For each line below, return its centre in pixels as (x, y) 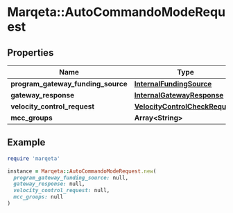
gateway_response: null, (49, 184)
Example (26, 142)
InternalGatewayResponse (179, 95)
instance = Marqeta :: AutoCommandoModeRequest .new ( (82, 171)
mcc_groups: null (38, 197)
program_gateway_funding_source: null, (71, 177)
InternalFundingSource (173, 84)
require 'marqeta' (34, 158)
